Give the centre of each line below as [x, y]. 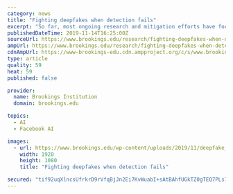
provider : [21, 91]
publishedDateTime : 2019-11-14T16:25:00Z [68, 33]
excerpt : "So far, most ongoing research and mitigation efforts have [111, 26]
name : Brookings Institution [55, 97]
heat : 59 [20, 71]
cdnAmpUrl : [23, 53]
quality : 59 [24, 65]
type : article [28, 59]
